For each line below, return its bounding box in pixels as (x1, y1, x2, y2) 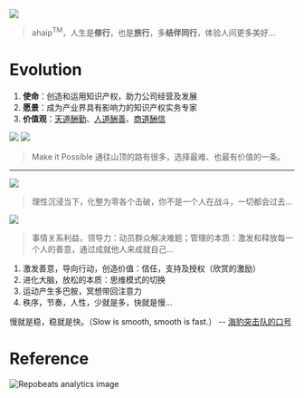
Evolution (9, 59, 82, 80)
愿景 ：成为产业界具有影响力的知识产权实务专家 (22, 102, 197, 112)
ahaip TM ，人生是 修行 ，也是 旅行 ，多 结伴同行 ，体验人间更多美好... (31, 25, 276, 38)
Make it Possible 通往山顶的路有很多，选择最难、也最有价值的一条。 (31, 150, 286, 162)
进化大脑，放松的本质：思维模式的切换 (22, 274, 166, 285)
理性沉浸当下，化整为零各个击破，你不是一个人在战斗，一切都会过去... (31, 196, 292, 207)
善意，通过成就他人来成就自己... (55, 243, 174, 254)
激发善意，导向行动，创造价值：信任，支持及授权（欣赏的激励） (22, 263, 261, 274)
